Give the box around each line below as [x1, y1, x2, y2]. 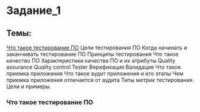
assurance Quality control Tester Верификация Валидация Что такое [6, 63, 181, 71]
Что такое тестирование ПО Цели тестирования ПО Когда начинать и [6, 44, 187, 51]
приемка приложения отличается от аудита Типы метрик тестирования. [6, 77, 195, 83]
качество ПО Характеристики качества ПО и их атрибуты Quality [6, 57, 176, 64]
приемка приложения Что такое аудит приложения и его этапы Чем [6, 70, 184, 77]
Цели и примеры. [6, 83, 52, 90]
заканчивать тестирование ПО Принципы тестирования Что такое [6, 51, 179, 58]
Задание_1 [6, 4, 61, 18]
